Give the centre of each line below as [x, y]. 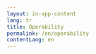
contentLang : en [30, 40]
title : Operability [35, 27]
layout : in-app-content [42, 14]
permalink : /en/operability [48, 33]
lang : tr [19, 20]
